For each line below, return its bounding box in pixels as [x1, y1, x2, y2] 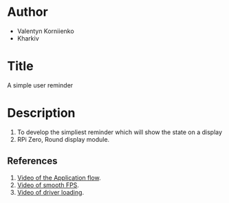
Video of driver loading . [17, 188, 85, 196]
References [7, 156, 58, 167]
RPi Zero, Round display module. [17, 135, 110, 143]
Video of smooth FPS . [17, 180, 79, 189]
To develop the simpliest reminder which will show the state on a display [17, 128, 222, 136]
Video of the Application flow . [17, 173, 101, 182]
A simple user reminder [7, 81, 74, 89]
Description [7, 105, 76, 121]
